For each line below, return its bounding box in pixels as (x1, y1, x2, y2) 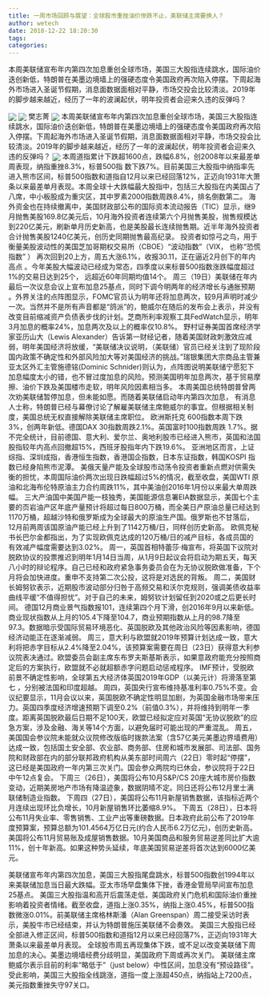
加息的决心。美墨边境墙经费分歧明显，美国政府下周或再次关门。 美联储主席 (8, 951, 256, 960)
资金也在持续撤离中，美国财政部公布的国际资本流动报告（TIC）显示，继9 (14, 202, 256, 212)
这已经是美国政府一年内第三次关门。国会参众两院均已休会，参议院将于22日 (8, 763, 256, 773)
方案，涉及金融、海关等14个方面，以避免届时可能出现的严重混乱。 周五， (14, 723, 256, 733)
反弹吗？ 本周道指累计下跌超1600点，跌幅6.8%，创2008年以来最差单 (22, 151, 261, 161)
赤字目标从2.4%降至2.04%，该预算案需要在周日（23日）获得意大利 (29, 643, 254, 652)
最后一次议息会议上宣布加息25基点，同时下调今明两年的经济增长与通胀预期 (8, 282, 255, 292)
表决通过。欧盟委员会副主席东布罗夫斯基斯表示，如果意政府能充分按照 (22, 652, 254, 662)
